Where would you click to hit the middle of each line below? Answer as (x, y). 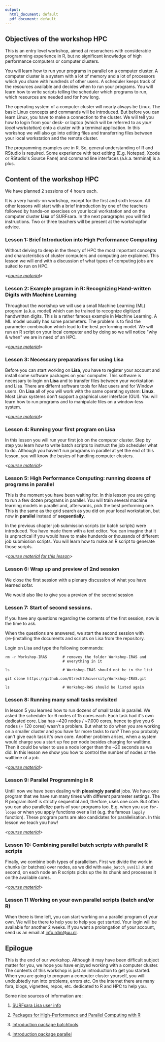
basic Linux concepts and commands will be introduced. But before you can (82, 112)
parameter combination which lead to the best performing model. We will (79, 326)
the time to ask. (21, 624)
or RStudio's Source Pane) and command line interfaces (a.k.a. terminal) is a (82, 158)
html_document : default (34, 14)
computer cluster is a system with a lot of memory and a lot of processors (80, 76)
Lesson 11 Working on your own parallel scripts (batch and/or (80, 900)
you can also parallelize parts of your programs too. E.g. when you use (77, 807)
